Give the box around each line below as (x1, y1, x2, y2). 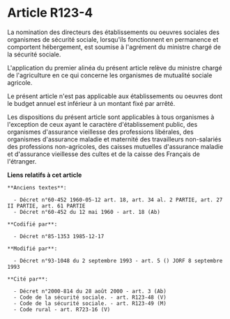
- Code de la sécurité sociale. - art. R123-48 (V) (13, 294, 167, 301)
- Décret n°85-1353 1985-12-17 (13, 233, 105, 240)
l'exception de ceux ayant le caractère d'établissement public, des (7, 120, 198, 128)
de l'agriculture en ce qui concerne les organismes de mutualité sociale (7, 71, 213, 79)
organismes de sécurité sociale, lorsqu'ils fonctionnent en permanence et (7, 35, 219, 43)
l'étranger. (7, 157, 37, 165)
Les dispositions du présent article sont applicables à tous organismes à (7, 113, 215, 121)
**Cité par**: (7, 275, 49, 283)
